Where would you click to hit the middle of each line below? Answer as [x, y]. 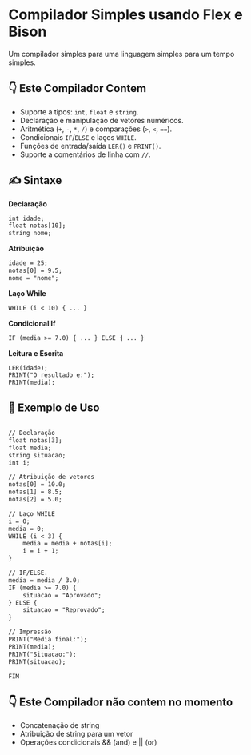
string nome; [30, 234]
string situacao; [37, 455]
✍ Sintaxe [35, 180]
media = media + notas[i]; [68, 544]
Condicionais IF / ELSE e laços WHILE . [78, 137]
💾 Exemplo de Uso [54, 407]
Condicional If [32, 323]
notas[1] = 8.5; [35, 492]
